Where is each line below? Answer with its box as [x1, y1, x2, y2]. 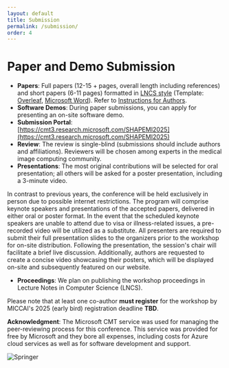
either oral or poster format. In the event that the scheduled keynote [7, 212, 199, 220]
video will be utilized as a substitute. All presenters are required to [34, 226, 221, 235]
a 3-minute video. [17, 177, 67, 185]
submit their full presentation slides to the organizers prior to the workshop [7, 234, 219, 242]
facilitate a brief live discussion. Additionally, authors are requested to [7, 248, 205, 257]
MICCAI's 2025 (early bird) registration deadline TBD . [7, 304, 160, 313]
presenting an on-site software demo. [17, 111, 124, 119]
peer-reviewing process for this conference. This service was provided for [7, 325, 218, 334]
